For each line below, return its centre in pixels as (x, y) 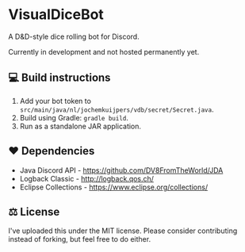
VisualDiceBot (56, 15)
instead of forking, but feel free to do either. (80, 239)
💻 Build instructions (59, 78)
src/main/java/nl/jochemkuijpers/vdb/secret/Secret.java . (117, 109)
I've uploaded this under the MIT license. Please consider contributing (123, 231)
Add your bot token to (55, 101)
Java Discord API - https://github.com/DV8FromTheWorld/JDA (121, 170)
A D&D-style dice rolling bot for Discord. (74, 36)
